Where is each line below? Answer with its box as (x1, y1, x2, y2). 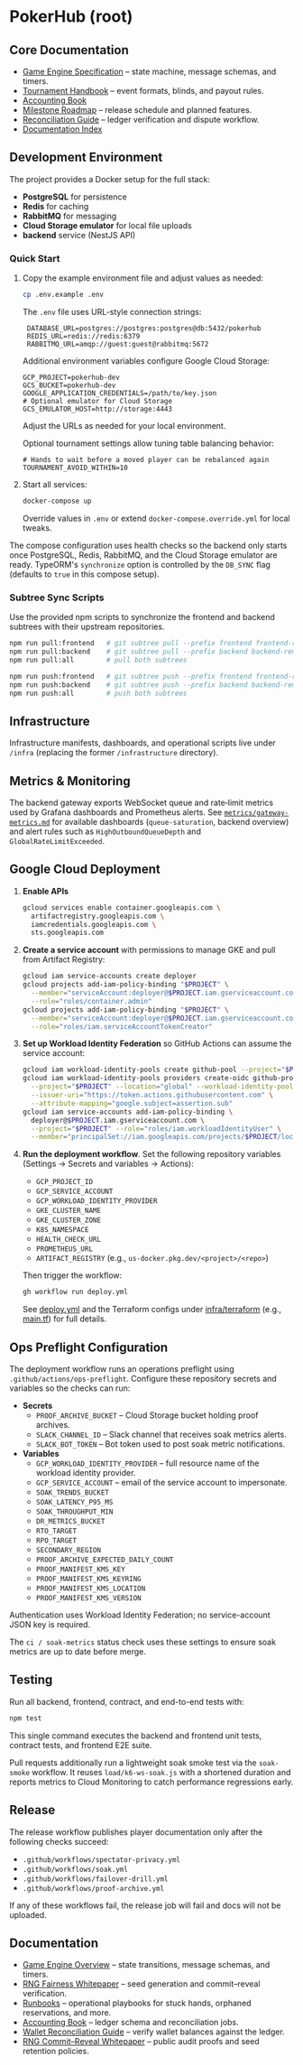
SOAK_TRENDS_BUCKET (35, 1488, 110, 1497)
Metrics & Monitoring (9, 773, 131, 789)
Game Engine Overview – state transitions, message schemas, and (22, 1959, 271, 1970)
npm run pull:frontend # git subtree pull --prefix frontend (9, 639, 252, 648)
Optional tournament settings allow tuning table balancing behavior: (22, 438, 275, 449)
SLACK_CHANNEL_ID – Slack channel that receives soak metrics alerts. (35, 1429, 287, 1440)
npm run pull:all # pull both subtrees (9, 655, 188, 664)
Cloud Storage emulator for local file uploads (22, 219, 192, 231)
